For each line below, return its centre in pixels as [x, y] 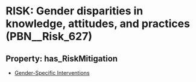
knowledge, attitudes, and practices [98, 24]
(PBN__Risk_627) [49, 37]
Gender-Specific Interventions [52, 73]
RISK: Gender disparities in [74, 11]
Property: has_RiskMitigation [62, 58]
